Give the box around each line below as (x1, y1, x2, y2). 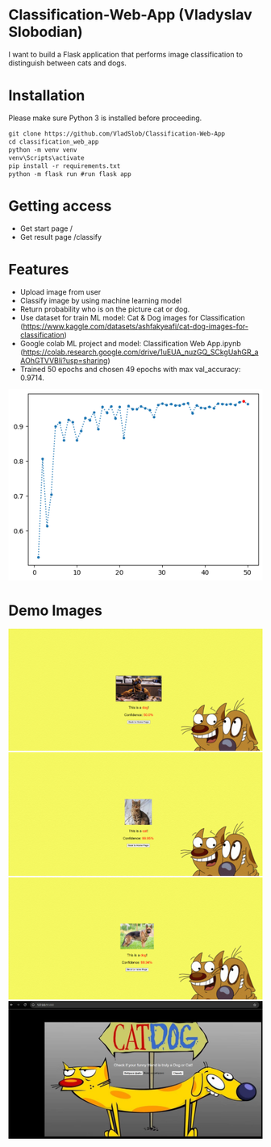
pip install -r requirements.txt (8, 161, 121, 170)
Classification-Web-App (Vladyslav (8, 6, 252, 24)
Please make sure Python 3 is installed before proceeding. (8, 113, 202, 123)
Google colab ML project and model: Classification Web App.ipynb (19, 338, 242, 348)
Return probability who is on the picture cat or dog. (19, 304, 190, 314)
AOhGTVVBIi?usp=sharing (19, 355, 108, 365)
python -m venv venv (8, 145, 78, 154)
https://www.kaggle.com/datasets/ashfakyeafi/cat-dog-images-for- (23, 321, 248, 331)
